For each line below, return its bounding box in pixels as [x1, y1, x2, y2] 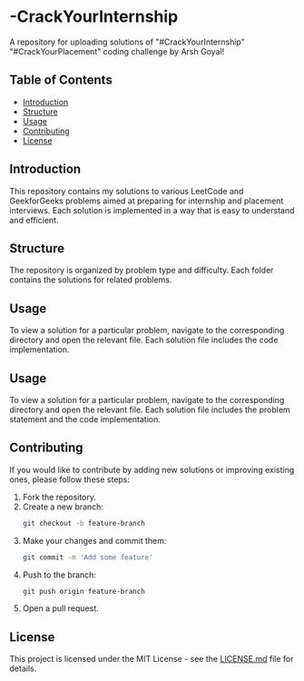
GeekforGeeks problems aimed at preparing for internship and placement [9, 195, 284, 206]
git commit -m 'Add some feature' [22, 552, 153, 562]
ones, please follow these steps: [9, 474, 130, 485]
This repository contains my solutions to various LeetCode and [9, 185, 244, 196]
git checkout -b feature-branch [22, 518, 145, 528]
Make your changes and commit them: [22, 535, 167, 546]
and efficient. [9, 214, 59, 225]
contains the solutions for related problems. [9, 274, 172, 285]
